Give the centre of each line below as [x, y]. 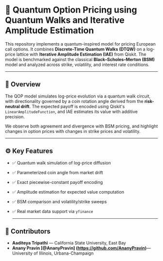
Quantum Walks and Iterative [65, 20]
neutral [13, 106]
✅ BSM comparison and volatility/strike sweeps [59, 201]
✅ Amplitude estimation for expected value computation [68, 192]
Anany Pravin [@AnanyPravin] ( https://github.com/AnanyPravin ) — [81, 248]
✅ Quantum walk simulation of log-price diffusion [61, 163]
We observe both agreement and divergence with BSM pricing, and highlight [81, 126]
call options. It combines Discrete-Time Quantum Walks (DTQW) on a [75, 49]
